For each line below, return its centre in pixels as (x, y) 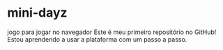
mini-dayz (37, 13)
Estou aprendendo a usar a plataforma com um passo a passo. (97, 39)
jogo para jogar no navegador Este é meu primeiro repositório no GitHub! (112, 32)
